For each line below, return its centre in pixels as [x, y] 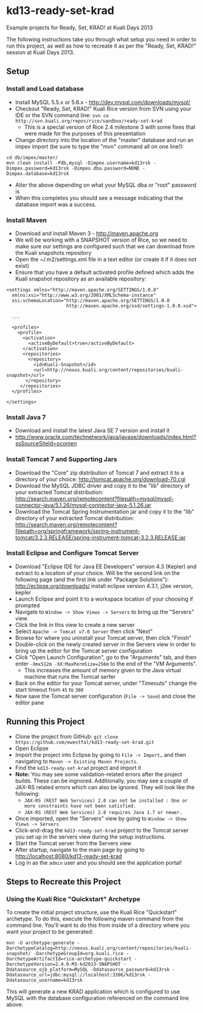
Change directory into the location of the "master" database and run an [104, 140]
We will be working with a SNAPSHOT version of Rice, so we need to [101, 240]
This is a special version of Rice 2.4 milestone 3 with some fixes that [110, 127]
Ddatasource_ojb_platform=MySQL [47, 970]
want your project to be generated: [50, 932]
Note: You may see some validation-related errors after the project [98, 774]
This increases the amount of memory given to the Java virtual [102, 670]
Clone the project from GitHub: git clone [67, 736]
